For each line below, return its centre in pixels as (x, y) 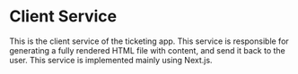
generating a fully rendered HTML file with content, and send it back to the (147, 50)
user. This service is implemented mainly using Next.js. (111, 60)
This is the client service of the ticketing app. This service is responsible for (149, 41)
